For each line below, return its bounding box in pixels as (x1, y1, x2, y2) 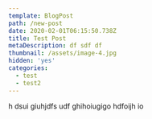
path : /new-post (8, 19, 63, 27)
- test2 (15, 79, 42, 87)
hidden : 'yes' (8, 57, 56, 65)
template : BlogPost (8, 11, 74, 20)
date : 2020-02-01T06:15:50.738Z (8, 27, 117, 35)
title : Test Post (8, 34, 67, 43)
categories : (8, 64, 48, 72)
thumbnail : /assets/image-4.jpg (8, 49, 117, 57)
